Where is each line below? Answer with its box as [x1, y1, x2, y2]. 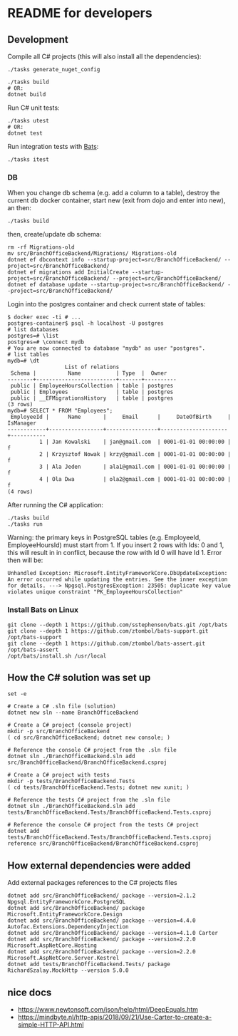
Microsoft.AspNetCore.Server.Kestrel [7, 955, 120, 962]
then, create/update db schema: [7, 230, 102, 239]
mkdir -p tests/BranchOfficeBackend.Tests [7, 778, 135, 785]
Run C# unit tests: [7, 103, 60, 112]
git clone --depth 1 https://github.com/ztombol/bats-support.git [7, 627, 209, 635]
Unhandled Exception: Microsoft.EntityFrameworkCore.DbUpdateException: [7, 570, 228, 577]
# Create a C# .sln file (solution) [7, 703, 116, 710]
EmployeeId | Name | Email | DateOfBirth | [10, 413, 232, 421]
